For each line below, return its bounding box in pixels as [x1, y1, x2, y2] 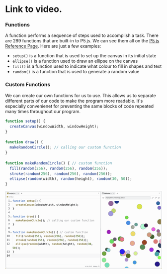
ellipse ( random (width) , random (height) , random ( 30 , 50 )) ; [9, 176, 133, 181]
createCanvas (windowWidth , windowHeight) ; [9, 124, 99, 129]
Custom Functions [5, 81, 51, 88]
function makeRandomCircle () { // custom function [5, 160, 112, 165]
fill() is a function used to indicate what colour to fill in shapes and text [12, 63, 162, 69]
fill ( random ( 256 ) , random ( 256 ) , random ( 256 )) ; [9, 166, 108, 171]
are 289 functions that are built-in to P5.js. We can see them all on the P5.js [5, 38, 160, 44]
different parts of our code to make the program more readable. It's [5, 98, 143, 104]
